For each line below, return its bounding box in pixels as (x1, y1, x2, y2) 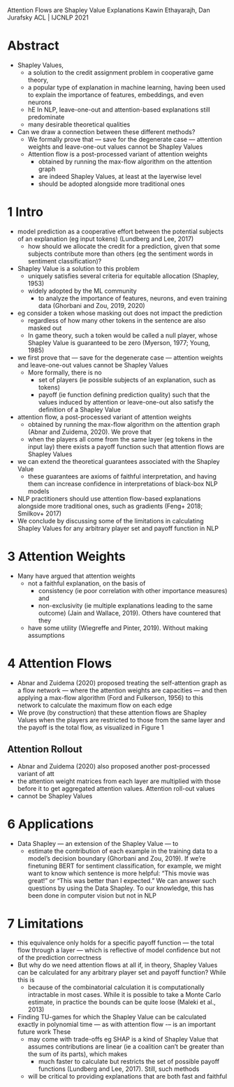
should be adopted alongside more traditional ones (38, 180, 185, 188)
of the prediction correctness (17, 954, 102, 962)
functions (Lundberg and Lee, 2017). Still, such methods (38, 1065, 200, 1073)
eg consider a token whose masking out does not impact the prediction (17, 309, 223, 317)
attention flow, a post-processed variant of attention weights (17, 412, 192, 421)
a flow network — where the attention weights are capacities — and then (17, 686, 228, 694)
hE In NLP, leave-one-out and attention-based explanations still (27, 105, 211, 114)
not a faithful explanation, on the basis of (27, 579, 146, 588)
